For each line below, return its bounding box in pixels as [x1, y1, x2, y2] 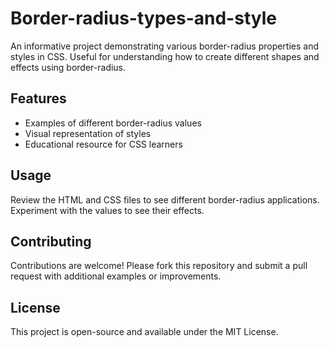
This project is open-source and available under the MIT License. [10, 326, 279, 338]
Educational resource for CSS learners [24, 138, 183, 150]
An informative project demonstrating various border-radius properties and [10, 40, 320, 52]
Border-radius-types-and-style [10, 7, 277, 30]
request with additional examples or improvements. [10, 270, 222, 282]
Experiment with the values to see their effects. [10, 204, 205, 216]
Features [10, 90, 67, 107]
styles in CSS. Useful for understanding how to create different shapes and [10, 50, 320, 62]
